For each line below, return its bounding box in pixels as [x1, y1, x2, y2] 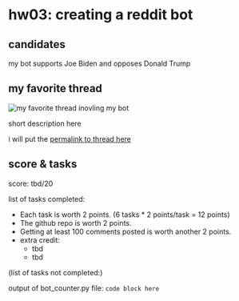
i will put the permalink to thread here [8, 134, 132, 143]
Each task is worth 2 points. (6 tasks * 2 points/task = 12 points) [19, 210, 230, 219]
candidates [8, 38, 66, 51]
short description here [8, 118, 82, 128]
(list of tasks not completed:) [8, 267, 103, 277]
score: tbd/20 [8, 179, 54, 188]
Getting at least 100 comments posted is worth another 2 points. [19, 227, 232, 236]
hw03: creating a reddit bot [8, 6, 193, 24]
